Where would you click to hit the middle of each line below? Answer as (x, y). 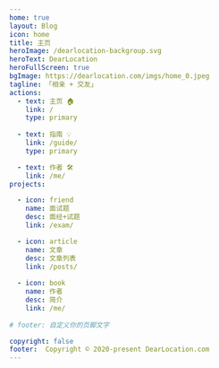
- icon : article (47, 241)
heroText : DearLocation (54, 59)
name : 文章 (44, 250)
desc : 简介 (44, 300)
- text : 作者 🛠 (46, 167)
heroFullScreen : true (50, 68)
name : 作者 (44, 292)
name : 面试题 (47, 209)
